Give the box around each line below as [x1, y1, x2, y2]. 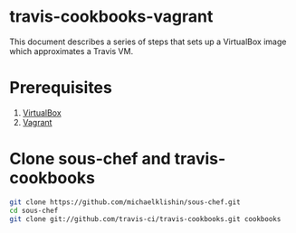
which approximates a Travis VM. [9, 45, 134, 56]
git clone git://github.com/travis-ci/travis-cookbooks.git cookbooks [9, 214, 282, 223]
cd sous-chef [9, 206, 59, 215]
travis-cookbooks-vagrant [9, 6, 214, 27]
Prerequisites [9, 78, 113, 98]
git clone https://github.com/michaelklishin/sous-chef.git [9, 197, 242, 207]
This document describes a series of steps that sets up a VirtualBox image [9, 36, 287, 47]
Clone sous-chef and [9, 149, 171, 169]
